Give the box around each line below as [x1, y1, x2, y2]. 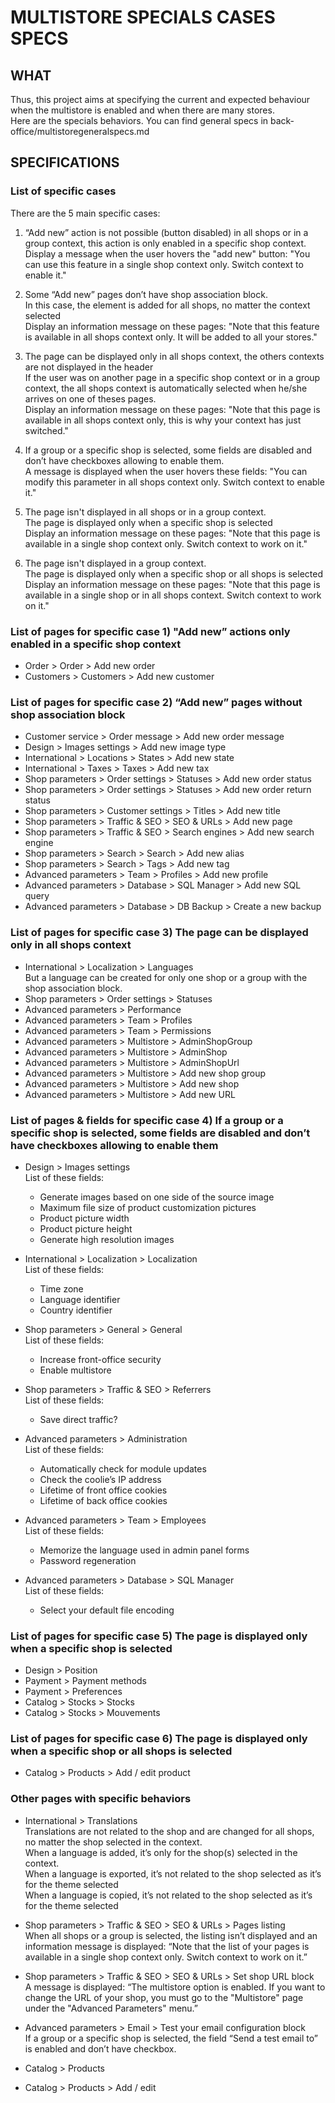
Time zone [39, 1282, 84, 1295]
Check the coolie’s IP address [39, 1473, 162, 1485]
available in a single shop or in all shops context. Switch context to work [24, 589, 322, 601]
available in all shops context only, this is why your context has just [24, 414, 302, 426]
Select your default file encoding [39, 1604, 175, 1616]
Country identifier [39, 1304, 113, 1316]
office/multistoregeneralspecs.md [10, 126, 150, 137]
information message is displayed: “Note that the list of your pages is [24, 1940, 310, 1952]
